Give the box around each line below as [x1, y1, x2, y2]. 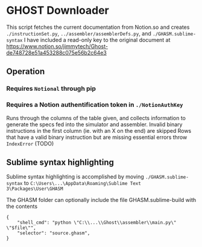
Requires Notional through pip [6, 85, 96, 93]
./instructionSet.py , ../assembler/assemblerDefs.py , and [6, 29, 152, 37]
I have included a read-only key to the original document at [24, 36, 171, 43]
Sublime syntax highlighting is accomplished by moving [6, 173, 145, 180]
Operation [6, 67, 45, 77]
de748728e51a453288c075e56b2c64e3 [6, 49, 107, 56]
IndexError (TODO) [6, 139, 54, 147]
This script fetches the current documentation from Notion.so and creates [6, 23, 190, 31]
